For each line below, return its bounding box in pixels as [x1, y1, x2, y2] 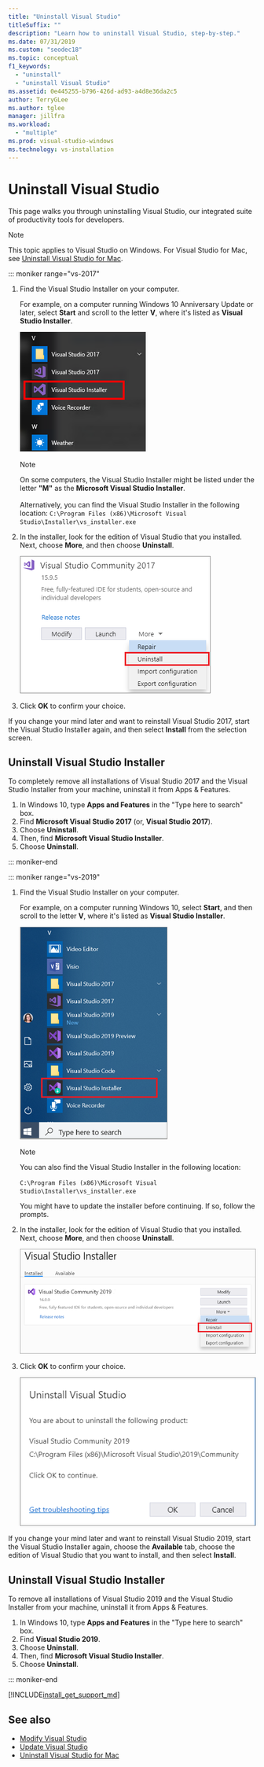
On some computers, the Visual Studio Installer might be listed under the [19, 474, 255, 484]
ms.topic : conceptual [8, 54, 79, 62]
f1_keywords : [8, 63, 51, 71]
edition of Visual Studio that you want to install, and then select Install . [8, 1551, 236, 1560]
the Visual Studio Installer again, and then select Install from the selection [8, 725, 247, 734]
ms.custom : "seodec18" [8, 46, 82, 54]
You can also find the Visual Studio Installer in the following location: [19, 1163, 241, 1172]
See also [8, 1713, 51, 1726]
